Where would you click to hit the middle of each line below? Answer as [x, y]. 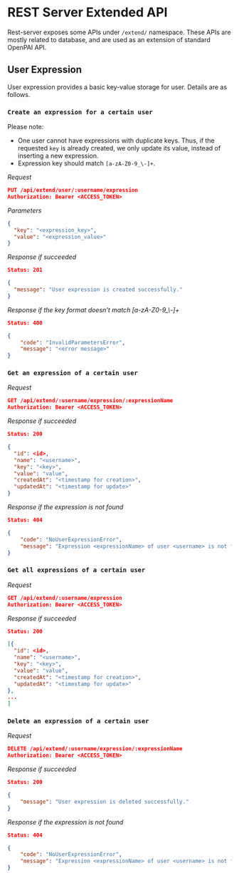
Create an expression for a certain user [80, 112]
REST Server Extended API [87, 12]
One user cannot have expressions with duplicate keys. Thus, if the [116, 141]
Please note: [26, 127]
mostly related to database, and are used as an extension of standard [109, 39]
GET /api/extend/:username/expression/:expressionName [90, 401]
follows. [19, 94]
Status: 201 [25, 270]
